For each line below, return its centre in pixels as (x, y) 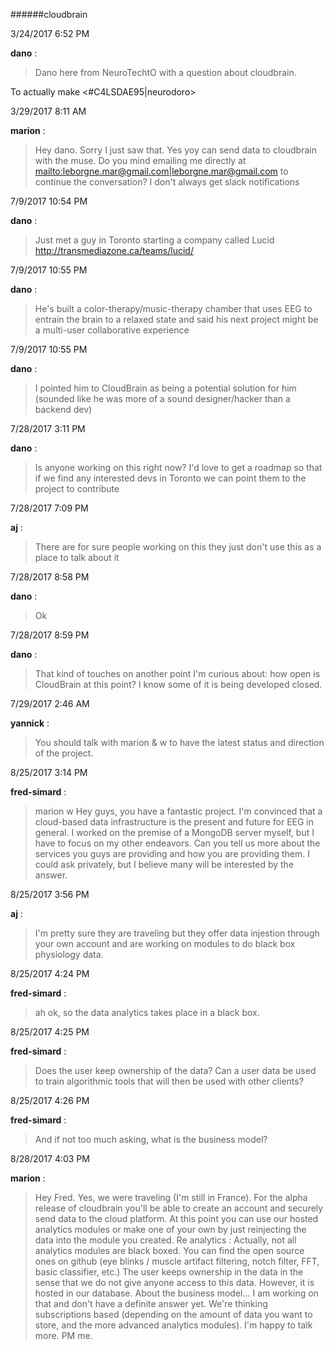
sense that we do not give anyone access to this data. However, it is (174, 1282)
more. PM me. (63, 1335)
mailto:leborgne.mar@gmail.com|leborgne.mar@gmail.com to (161, 171)
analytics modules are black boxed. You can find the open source (169, 1250)
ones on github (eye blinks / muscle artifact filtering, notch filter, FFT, (177, 1261)
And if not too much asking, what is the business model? (151, 1139)
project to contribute (77, 488)
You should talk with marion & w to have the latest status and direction (179, 742)
